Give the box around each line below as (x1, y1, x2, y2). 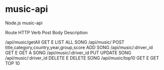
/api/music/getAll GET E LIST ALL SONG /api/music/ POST (5, 39, 125, 45)
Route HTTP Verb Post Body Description (5, 29, 88, 35)
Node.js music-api (5, 20, 43, 26)
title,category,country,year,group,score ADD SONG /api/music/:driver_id (5, 44, 153, 50)
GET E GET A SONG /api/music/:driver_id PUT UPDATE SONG (5, 50, 132, 56)
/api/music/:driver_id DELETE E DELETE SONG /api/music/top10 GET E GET (5, 55, 159, 61)
